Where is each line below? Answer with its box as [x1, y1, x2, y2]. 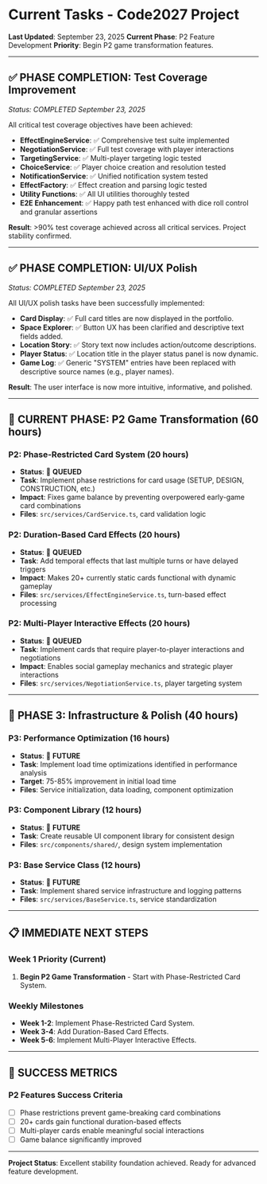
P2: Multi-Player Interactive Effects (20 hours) [8, 618, 191, 629]
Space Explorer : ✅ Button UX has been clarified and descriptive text [19, 322, 245, 332]
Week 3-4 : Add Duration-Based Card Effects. [19, 1027, 169, 1037]
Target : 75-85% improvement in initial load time [19, 776, 176, 786]
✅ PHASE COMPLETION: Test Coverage [8, 71, 208, 84]
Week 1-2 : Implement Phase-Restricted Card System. [19, 1018, 195, 1028]
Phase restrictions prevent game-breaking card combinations [19, 1108, 221, 1117]
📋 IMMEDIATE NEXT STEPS [8, 926, 149, 940]
